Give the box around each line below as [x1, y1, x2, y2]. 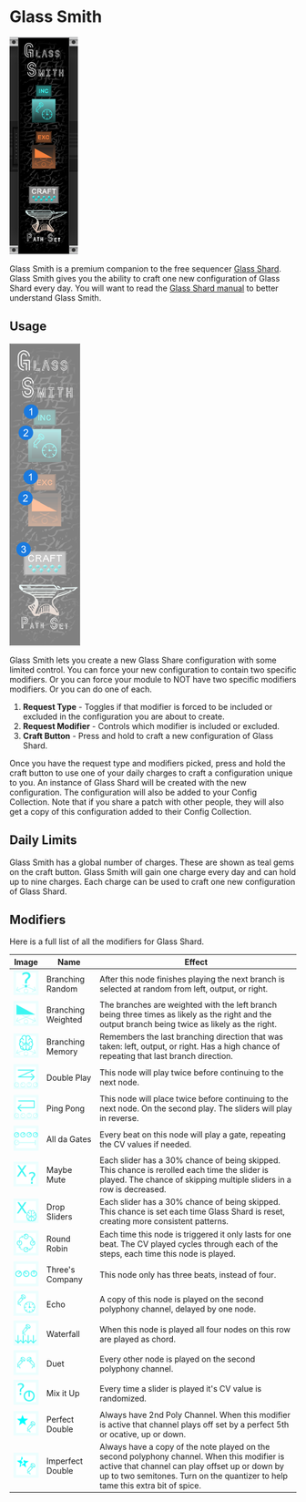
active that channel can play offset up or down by [99, 1460, 285, 1471]
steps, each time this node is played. [99, 1248, 236, 1259]
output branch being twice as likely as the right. [99, 1019, 278, 1030]
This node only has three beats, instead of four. [99, 1269, 277, 1280]
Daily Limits [9, 832, 77, 849]
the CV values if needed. [99, 1138, 192, 1149]
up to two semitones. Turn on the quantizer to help [99, 1470, 289, 1481]
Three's [46, 1264, 76, 1275]
